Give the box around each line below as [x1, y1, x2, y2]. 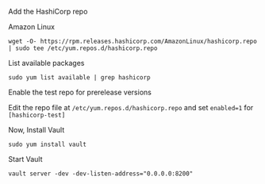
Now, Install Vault [8, 125, 65, 134]
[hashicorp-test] [8, 111, 66, 119]
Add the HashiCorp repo [8, 7, 88, 16]
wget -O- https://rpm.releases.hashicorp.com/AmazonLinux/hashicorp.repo [8, 37, 258, 45]
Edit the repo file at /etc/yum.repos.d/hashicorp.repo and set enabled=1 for [8, 103, 254, 112]
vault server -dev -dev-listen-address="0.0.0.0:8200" [8, 170, 194, 178]
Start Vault [8, 155, 43, 163]
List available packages [8, 59, 85, 67]
